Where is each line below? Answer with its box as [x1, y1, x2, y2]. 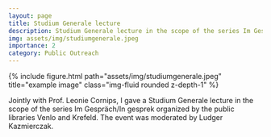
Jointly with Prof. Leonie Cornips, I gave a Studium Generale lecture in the [8, 96, 254, 105]
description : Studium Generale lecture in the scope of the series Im [8, 27, 251, 35]
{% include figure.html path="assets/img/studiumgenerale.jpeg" [8, 72, 222, 81]
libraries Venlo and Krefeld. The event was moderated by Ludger [8, 113, 223, 122]
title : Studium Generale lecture [8, 19, 121, 27]
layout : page [8, 11, 52, 20]
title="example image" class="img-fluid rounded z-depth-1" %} [8, 80, 219, 89]
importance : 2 [8, 42, 56, 50]
